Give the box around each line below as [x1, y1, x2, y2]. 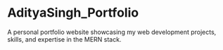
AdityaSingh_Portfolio [7, 5, 139, 21]
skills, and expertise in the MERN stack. [7, 35, 122, 43]
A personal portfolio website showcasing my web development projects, [7, 28, 217, 36]
